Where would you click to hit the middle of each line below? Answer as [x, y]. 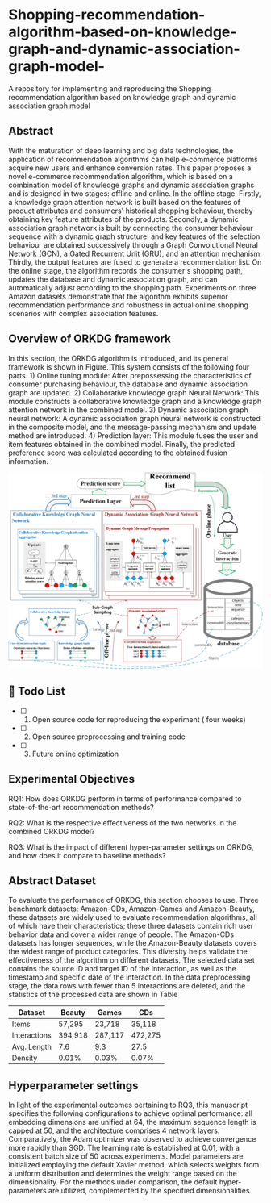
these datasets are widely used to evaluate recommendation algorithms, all [133, 917]
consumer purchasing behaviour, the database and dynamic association [128, 384]
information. [29, 461]
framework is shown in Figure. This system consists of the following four [129, 367]
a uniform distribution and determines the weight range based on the [123, 1174]
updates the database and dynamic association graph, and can [113, 279]
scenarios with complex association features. [83, 313]
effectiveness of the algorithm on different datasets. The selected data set [132, 960]
